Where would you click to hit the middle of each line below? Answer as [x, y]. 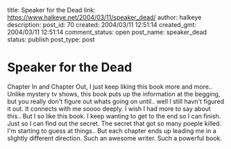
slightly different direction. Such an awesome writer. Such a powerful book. [115, 138]
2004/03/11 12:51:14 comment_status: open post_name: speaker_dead [107, 32]
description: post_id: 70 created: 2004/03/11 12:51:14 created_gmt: [102, 25]
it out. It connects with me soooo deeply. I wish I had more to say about [109, 108]
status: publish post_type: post [51, 40]
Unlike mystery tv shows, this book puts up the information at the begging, [114, 94]
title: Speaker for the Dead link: [51, 10]
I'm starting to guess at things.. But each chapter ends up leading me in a [112, 130]
